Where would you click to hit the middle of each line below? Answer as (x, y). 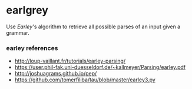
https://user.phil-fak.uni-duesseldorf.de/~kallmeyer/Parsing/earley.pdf (100, 67)
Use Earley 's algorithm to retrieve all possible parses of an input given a (93, 27)
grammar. (18, 32)
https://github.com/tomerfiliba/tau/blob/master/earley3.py (85, 80)
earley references (32, 48)
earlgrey (27, 10)
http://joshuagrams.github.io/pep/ (56, 74)
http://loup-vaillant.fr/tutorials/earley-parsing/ (70, 61)
